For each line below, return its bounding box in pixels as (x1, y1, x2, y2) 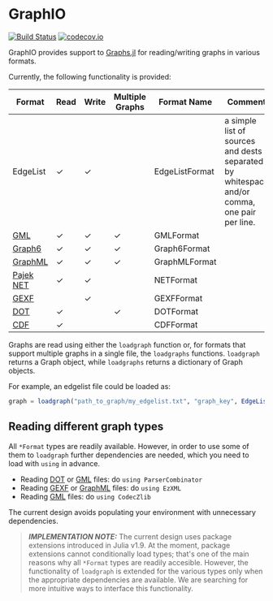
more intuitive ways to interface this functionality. (28, 583, 193, 593)
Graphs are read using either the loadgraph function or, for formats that (8, 339, 246, 349)
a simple (224, 115, 258, 126)
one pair (224, 206, 257, 218)
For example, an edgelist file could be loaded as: (8, 381, 171, 391)
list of (224, 125, 246, 136)
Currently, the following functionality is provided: (8, 71, 172, 81)
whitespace (224, 175, 270, 187)
